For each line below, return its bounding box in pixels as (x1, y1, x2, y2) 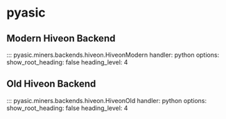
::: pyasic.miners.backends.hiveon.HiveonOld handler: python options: (6, 96, 207, 104)
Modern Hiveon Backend (6, 33, 116, 44)
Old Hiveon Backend (6, 78, 96, 90)
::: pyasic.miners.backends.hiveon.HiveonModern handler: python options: (6, 51, 220, 59)
